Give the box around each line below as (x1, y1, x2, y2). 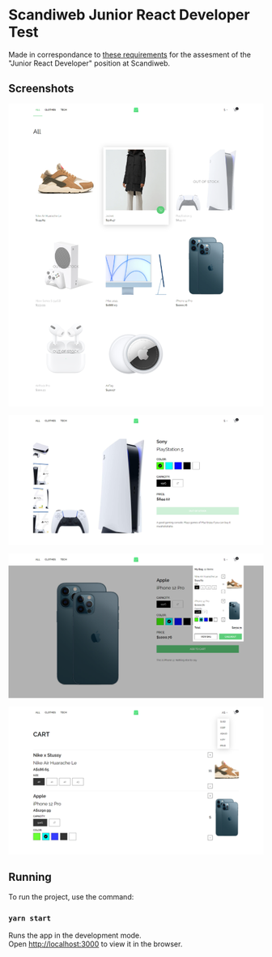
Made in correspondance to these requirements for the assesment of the (8, 49, 251, 59)
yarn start (8, 913, 51, 923)
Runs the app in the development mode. (8, 930, 142, 940)
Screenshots (8, 82, 74, 96)
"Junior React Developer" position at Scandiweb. (8, 58, 171, 68)
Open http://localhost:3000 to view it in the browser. (8, 938, 183, 949)
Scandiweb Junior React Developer (8, 6, 250, 24)
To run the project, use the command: (8, 891, 134, 901)
